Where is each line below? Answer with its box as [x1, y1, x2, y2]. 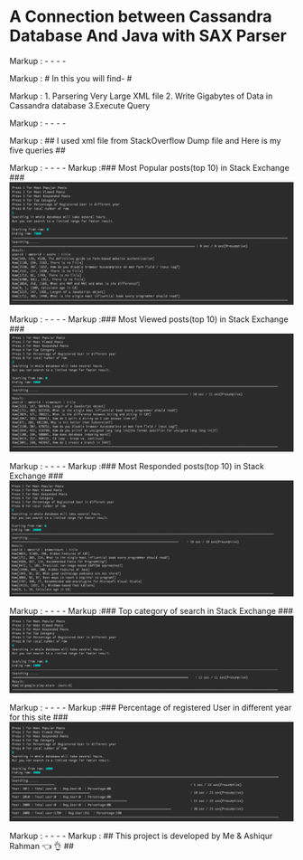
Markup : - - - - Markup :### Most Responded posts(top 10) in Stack [9, 461, 264, 472]
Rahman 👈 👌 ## [9, 840, 75, 851]
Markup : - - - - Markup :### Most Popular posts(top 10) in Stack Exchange [9, 162, 290, 173]
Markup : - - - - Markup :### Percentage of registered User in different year [9, 703, 292, 714]
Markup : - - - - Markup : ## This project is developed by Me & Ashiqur [9, 830, 273, 841]
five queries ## [9, 145, 66, 156]
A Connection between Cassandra [9, 6, 272, 27]
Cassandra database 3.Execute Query [9, 99, 151, 110]
